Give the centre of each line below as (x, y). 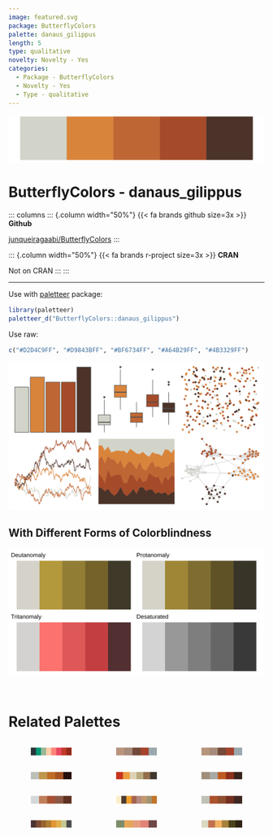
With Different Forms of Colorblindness (110, 533)
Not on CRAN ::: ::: (39, 270)
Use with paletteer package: (56, 294)
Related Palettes (65, 722)
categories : (28, 69)
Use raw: (24, 334)
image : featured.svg (43, 17)
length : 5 (25, 43)
